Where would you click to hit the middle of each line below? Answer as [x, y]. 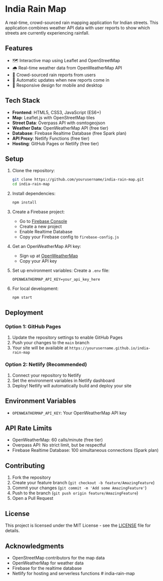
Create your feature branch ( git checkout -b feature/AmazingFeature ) [83, 483]
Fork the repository [32, 477]
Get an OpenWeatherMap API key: [47, 246]
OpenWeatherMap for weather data [48, 563]
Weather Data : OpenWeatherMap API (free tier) [60, 128]
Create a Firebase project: [38, 212]
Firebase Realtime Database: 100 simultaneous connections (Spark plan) [85, 450]
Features [19, 48]
